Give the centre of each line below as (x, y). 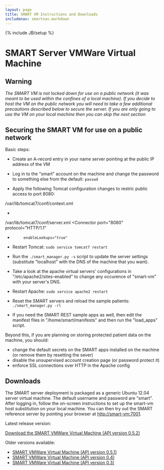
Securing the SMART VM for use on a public (74, 130)
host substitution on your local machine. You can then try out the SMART (79, 409)
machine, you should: (27, 340)
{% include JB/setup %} (30, 33)
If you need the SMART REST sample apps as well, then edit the (77, 315)
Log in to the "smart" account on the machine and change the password (85, 174)
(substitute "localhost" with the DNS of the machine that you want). (81, 262)
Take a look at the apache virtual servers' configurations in (72, 272)
